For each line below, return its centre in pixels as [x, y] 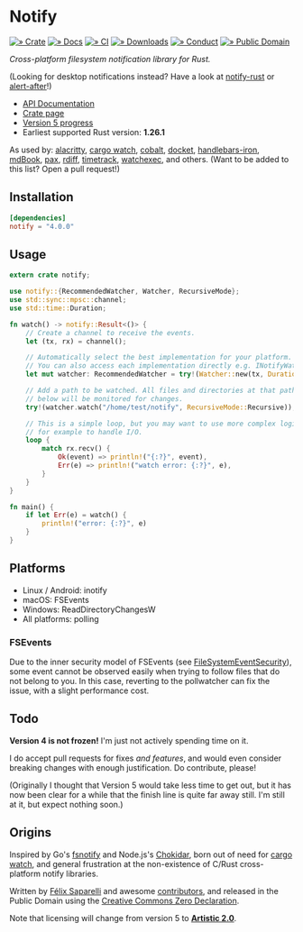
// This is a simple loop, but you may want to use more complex [151, 424]
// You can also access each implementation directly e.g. [139, 366]
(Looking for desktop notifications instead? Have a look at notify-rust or [142, 76]
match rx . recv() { [76, 449]
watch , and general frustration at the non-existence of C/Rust [124, 863]
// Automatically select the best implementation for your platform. [159, 358]
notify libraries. [70, 873]
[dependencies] [38, 218]
